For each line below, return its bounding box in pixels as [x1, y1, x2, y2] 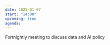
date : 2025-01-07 [5, 7, 41, 12]
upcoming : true [5, 16, 37, 21]
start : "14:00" [5, 12, 37, 17]
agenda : [5, 21, 21, 26]
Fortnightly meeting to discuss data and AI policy [5, 34, 105, 40]
